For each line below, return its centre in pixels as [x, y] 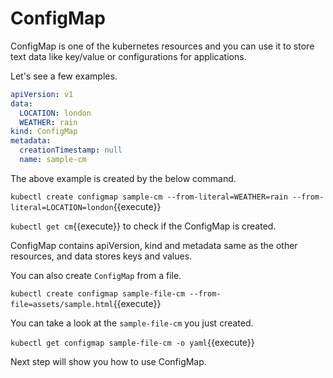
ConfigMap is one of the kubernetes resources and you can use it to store [162, 46]
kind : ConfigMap [44, 132]
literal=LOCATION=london [62, 207]
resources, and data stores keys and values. [101, 256]
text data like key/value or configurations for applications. [128, 56]
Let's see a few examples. [64, 76]
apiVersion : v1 [42, 94]
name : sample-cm [53, 160]
